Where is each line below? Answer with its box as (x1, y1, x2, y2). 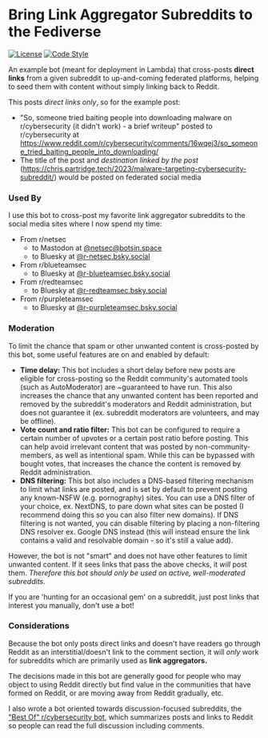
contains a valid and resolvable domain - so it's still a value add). (19, 535, 234, 545)
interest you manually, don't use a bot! (8, 600, 134, 610)
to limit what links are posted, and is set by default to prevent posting (19, 484, 248, 494)
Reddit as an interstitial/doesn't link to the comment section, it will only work (8, 647, 259, 656)
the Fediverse (8, 22, 102, 41)
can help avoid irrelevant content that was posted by (19, 442, 194, 451)
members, (19, 450, 54, 460)
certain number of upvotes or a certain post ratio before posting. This (19, 433, 250, 442)
